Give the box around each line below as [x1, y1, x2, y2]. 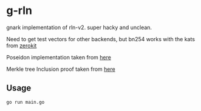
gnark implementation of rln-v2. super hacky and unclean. [6, 24, 152, 31]
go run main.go [6, 99, 45, 105]
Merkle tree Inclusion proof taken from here [6, 65, 115, 73]
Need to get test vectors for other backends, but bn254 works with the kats [6, 35, 196, 42]
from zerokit [6, 42, 37, 49]
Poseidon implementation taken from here [6, 53, 111, 61]
